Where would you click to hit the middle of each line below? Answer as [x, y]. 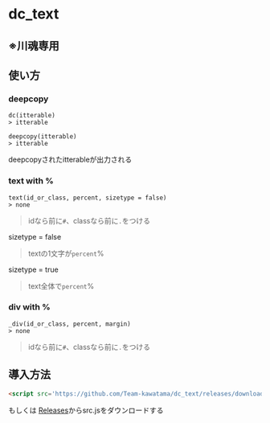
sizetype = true [33, 269]
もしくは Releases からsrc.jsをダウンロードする [86, 410]
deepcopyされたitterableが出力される [70, 160]
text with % [31, 181]
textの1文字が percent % [66, 253]
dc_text [34, 14]
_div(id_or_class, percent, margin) [70, 324]
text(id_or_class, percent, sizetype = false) [88, 198]
